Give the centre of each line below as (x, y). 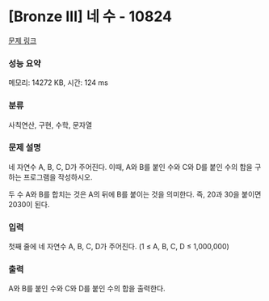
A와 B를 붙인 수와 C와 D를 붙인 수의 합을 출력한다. (87, 289)
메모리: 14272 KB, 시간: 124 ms (59, 83)
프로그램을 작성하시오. (58, 177)
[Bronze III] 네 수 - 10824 (90, 17)
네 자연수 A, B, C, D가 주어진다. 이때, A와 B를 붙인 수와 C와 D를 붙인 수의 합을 (130, 167)
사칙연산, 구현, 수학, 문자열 (50, 125)
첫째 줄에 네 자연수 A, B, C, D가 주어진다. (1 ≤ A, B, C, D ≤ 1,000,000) (119, 247)
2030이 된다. (29, 204)
